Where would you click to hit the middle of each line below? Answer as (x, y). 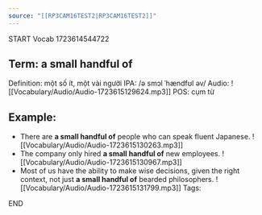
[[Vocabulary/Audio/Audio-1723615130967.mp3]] (101, 163)
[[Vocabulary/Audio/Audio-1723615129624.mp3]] (90, 92)
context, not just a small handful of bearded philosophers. (117, 180)
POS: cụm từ (194, 92)
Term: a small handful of (71, 64)
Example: (32, 117)
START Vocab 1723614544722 (59, 39)
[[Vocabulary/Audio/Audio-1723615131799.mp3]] (100, 188)
